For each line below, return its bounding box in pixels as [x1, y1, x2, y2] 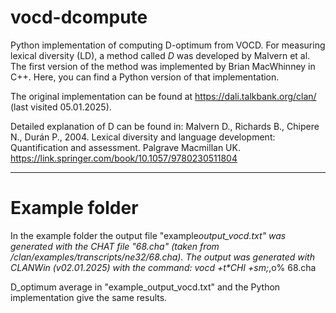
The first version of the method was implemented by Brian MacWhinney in [10, 60, 316, 72]
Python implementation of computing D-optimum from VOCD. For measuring [10, 39, 326, 51]
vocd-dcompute [10, 6, 148, 29]
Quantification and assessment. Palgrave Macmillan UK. [10, 141, 241, 153]
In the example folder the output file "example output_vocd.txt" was [10, 229, 287, 241]
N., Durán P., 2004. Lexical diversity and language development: [10, 131, 276, 143]
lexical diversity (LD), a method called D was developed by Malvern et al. [10, 49, 311, 61]
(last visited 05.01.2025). [10, 101, 112, 113]
